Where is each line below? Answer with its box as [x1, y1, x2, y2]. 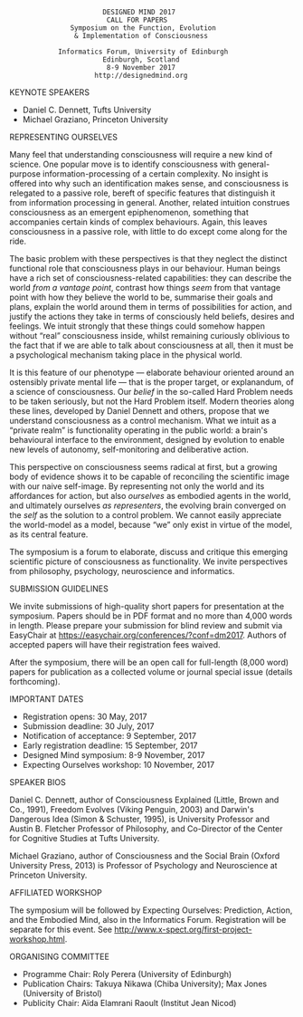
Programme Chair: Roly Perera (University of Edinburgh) [22, 969, 232, 979]
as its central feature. [9, 529, 89, 540]
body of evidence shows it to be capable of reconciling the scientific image [9, 471, 290, 482]
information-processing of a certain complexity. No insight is [42, 168, 269, 179]
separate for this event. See [9, 924, 113, 935]
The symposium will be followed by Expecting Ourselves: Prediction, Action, [9, 905, 293, 916]
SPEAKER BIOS [9, 777, 66, 787]
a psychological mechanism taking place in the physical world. [9, 350, 242, 360]
